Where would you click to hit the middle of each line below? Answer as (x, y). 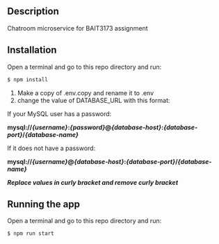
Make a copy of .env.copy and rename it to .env (86, 92)
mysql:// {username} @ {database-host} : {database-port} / (93, 161)
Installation (32, 50)
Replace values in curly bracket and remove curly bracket (93, 182)
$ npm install (28, 79)
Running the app (43, 204)
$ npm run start (31, 234)
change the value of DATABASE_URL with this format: (94, 100)
